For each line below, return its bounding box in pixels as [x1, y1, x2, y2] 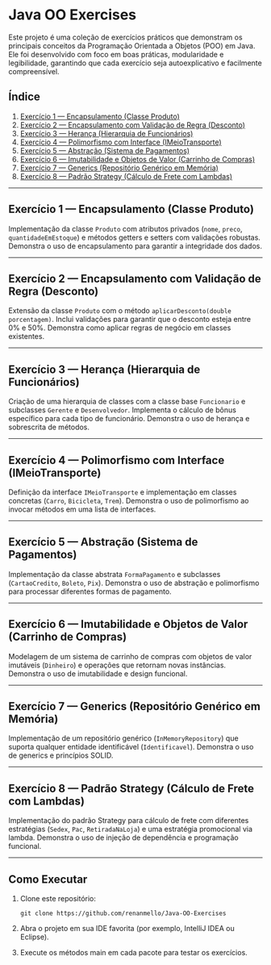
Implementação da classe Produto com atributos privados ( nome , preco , [8, 223, 243, 233]
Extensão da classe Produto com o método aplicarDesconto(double [8, 306, 231, 315]
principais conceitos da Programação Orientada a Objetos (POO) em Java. [8, 40, 256, 50]
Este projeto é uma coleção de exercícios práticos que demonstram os [8, 32, 244, 42]
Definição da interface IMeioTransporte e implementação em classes [8, 487, 237, 497]
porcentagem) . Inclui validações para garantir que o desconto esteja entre [8, 315, 252, 324]
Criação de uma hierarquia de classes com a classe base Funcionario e [8, 397, 246, 407]
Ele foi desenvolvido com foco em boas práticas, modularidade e [8, 49, 224, 59]
